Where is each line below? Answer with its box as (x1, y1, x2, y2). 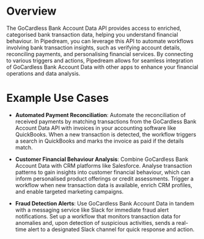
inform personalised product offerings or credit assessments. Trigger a (15, 175, 194, 182)
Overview (6, 4, 57, 18)
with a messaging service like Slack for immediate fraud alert (15, 206, 169, 213)
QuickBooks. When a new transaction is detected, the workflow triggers (15, 130, 197, 138)
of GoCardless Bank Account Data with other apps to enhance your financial (6, 63, 199, 71)
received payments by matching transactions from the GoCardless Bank (15, 118, 197, 125)
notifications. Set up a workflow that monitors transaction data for (15, 212, 181, 220)
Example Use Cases (6, 91, 109, 105)
